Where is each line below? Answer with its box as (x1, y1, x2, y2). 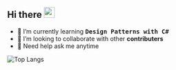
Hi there (7, 9, 43, 21)
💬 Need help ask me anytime (17, 42, 99, 50)
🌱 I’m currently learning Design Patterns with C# (17, 27, 169, 35)
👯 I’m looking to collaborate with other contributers (17, 34, 164, 43)
